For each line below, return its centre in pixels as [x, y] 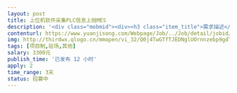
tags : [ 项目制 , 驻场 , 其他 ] [42, 46]
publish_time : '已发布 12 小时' [52, 59]
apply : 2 [20, 66]
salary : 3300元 [29, 53]
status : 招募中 [28, 79]
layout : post [26, 14]
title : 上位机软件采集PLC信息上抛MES [57, 20]
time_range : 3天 [31, 72]
